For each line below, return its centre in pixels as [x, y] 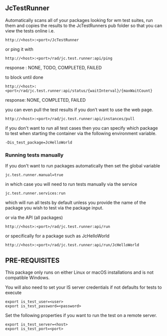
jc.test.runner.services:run [35, 193]
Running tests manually [34, 155]
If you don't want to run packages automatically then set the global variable [83, 166]
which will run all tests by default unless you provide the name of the [76, 203]
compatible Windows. [27, 277]
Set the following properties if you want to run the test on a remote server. [81, 315]
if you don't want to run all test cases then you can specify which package [82, 128]
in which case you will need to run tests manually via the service [71, 184]
